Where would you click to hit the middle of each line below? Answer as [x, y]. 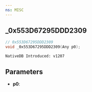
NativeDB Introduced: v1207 [35, 56]
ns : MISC [14, 10]
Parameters [24, 72]
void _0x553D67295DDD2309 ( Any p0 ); [43, 47]
